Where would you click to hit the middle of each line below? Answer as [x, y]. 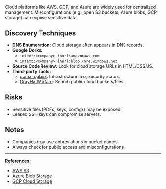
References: [18, 161]
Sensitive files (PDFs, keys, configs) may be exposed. [67, 109]
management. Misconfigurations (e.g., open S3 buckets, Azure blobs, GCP [81, 12]
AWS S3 [21, 171]
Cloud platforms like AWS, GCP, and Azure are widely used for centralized [81, 7]
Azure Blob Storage [32, 176]
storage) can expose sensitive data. [41, 18]
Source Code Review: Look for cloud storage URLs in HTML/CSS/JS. [83, 66]
